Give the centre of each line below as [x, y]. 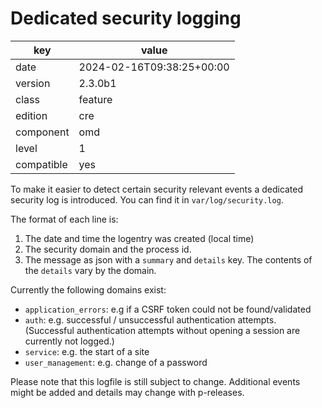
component [42, 132]
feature [95, 99]
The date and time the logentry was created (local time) [139, 238]
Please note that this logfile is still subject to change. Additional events [155, 381]
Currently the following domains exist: [88, 289]
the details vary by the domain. [90, 270]
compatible [41, 164]
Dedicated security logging [126, 18]
